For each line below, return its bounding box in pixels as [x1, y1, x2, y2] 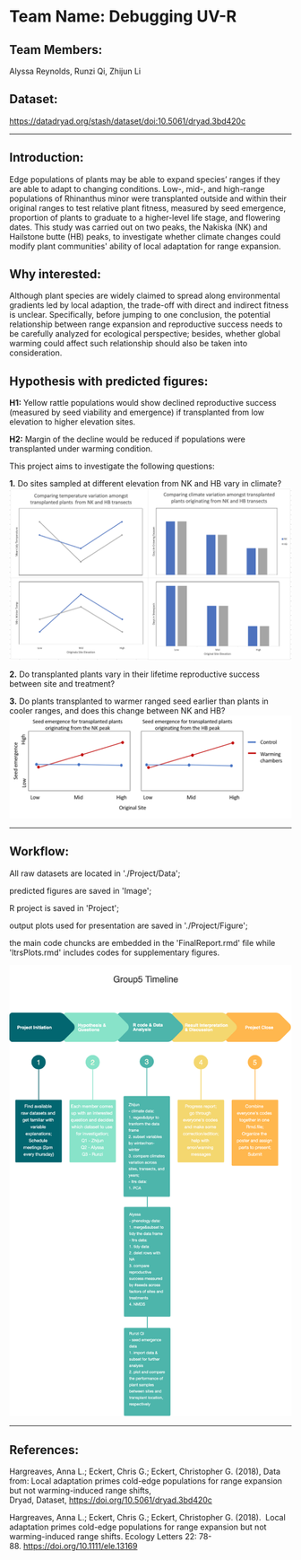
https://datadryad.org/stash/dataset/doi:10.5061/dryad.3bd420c [9, 115, 246, 127]
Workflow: [9, 844, 70, 859]
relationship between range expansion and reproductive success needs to [9, 319, 283, 329]
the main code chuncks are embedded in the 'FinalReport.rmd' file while [9, 937, 276, 948]
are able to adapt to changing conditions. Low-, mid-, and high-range [9, 183, 265, 194]
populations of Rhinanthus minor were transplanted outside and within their [9, 193, 287, 204]
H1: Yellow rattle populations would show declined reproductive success [9, 398, 277, 408]
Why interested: [9, 267, 101, 282]
